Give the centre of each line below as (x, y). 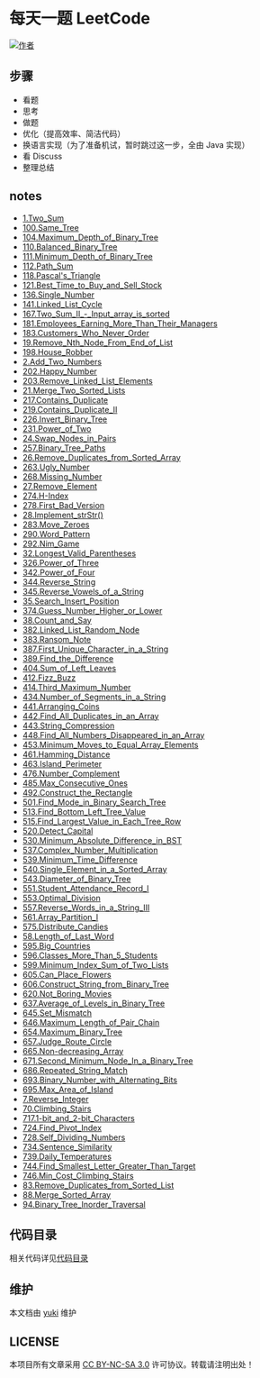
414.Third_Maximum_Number (76, 687)
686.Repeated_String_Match (75, 1070)
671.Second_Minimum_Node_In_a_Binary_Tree (108, 1061)
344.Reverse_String (59, 581)
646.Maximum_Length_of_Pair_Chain (91, 1022)
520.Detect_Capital (58, 831)
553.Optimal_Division (61, 898)
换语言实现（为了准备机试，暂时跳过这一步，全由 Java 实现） (136, 144)
